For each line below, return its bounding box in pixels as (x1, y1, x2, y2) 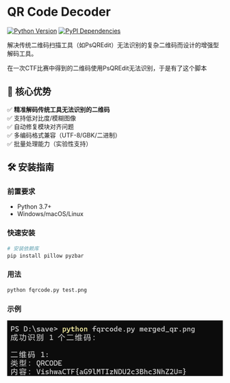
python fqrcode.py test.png (7, 287, 88, 293)
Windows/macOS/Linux (16, 210, 84, 218)
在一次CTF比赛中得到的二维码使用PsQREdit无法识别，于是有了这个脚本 (7, 64, 207, 72)
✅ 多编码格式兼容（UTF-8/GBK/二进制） (7, 131, 121, 139)
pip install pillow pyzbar (7, 252, 84, 259)
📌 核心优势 (7, 86, 51, 98)
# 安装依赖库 (7, 245, 39, 252)
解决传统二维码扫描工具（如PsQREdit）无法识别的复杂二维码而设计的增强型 (7, 40, 220, 49)
